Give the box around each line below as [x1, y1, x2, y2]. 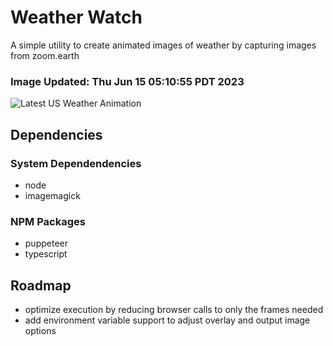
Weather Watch [10, 6, 143, 29]
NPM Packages [10, 214, 86, 228]
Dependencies [10, 126, 103, 143]
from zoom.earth [10, 49, 80, 61]
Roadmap [10, 277, 72, 294]
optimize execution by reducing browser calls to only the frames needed [24, 304, 324, 316]
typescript [24, 248, 68, 260]
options [24, 325, 57, 337]
